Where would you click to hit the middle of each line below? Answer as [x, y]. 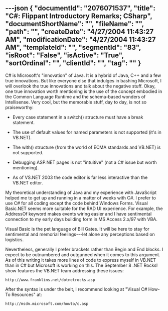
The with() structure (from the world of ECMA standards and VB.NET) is [87, 147]
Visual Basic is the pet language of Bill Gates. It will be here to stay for [77, 229]
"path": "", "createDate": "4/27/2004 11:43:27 [79, 32]
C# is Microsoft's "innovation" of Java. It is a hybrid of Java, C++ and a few [83, 75]
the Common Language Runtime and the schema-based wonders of [75, 96]
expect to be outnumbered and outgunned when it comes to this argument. [83, 254]
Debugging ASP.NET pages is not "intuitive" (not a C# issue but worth [85, 162]
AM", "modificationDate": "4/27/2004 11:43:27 [80, 40]
